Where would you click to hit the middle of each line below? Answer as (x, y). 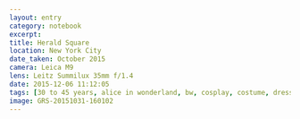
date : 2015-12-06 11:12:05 (59, 84)
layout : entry (36, 17)
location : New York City (55, 51)
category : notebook (46, 26)
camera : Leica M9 (42, 68)
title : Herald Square (50, 42)
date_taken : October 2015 (57, 59)
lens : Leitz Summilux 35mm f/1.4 (71, 76)
